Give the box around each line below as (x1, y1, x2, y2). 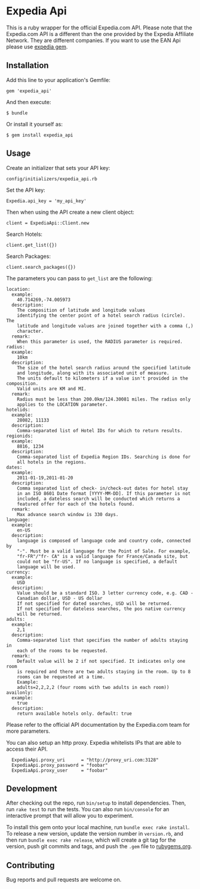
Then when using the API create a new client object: (6, 208, 134, 216)
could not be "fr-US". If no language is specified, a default (17, 559, 178, 565)
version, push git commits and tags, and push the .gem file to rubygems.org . (6, 843, 193, 850)
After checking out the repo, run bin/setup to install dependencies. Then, (6, 799, 186, 806)
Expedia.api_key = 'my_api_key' (6, 198, 87, 204)
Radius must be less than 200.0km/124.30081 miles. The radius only (17, 396, 191, 402)
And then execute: (6, 98, 51, 105)
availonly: (6, 690, 33, 696)
